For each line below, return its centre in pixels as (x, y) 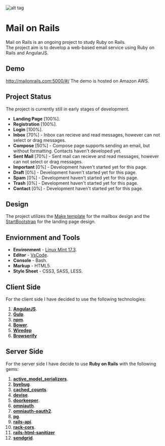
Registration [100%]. (35, 124)
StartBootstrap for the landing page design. (51, 221)
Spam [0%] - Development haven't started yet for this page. (75, 178)
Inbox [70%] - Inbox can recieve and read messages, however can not (87, 135)
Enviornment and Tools (43, 237)
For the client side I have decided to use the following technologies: (76, 299)
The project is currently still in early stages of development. (68, 109)
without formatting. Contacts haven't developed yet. (67, 151)
